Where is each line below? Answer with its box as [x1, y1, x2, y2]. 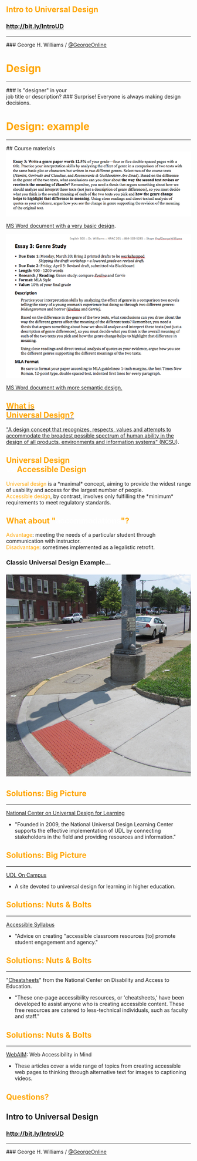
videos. [14, 1075, 33, 1082]
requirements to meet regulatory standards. [6, 499, 111, 506]
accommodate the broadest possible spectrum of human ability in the [6, 432, 174, 439]
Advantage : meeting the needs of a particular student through [6, 531, 156, 539]
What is [6, 401, 35, 411]
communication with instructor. [6, 537, 81, 545]
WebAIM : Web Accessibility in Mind [6, 1051, 92, 1058]
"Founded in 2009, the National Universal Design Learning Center [14, 821, 174, 828]
